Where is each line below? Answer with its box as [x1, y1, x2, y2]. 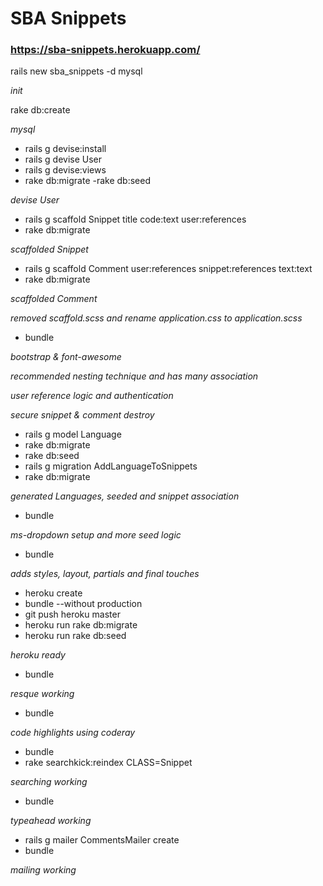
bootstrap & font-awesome [10, 351, 122, 363]
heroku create [24, 587, 83, 599]
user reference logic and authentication [10, 390, 174, 402]
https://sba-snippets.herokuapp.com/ [10, 43, 201, 57]
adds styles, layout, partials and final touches [10, 568, 200, 580]
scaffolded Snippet [10, 243, 89, 256]
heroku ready [10, 649, 66, 661]
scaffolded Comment [10, 293, 98, 305]
